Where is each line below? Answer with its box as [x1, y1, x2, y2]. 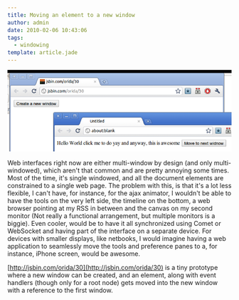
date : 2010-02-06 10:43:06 [7, 26, 87, 33]
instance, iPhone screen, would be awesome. [7, 249, 141, 258]
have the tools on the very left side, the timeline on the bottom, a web [7, 197, 211, 205]
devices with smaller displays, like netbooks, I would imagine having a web [7, 234, 226, 243]
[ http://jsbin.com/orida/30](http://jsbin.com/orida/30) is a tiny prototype [7, 264, 218, 272]
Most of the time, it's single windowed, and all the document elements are [7, 174, 224, 182]
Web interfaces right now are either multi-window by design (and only [7, 159, 213, 167]
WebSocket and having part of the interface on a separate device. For [7, 227, 212, 235]
